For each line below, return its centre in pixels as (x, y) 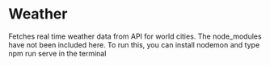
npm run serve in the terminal (57, 53)
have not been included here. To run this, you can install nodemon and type (134, 44)
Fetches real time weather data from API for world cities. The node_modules (135, 36)
